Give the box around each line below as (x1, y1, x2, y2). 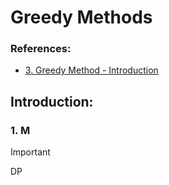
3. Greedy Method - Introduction (24, 64, 159, 76)
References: (10, 42, 72, 56)
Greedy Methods (10, 6, 153, 29)
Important (10, 146, 51, 158)
